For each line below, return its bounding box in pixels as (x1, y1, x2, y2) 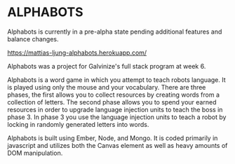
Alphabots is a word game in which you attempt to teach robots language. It (7, 75, 226, 84)
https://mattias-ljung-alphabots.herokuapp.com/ (7, 48, 147, 57)
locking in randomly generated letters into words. (7, 120, 149, 128)
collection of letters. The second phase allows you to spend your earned (7, 97, 217, 106)
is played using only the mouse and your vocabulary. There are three (7, 83, 206, 91)
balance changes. (7, 34, 59, 43)
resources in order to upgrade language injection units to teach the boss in (7, 105, 223, 114)
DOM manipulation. (7, 149, 63, 157)
